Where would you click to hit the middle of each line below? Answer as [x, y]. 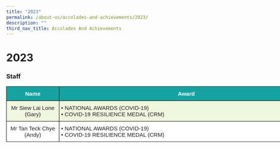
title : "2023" [24, 12]
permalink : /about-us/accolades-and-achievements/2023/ [77, 17]
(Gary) [33, 114]
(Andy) [33, 134]
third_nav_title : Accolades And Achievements [64, 28]
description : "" [26, 23]
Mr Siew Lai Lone [33, 107]
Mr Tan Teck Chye [33, 128]
